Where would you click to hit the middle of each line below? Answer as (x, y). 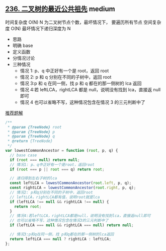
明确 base (23, 45)
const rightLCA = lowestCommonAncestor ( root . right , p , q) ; (73, 188)
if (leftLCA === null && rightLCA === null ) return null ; (72, 225)
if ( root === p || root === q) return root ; (57, 169)
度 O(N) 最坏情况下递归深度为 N (38, 28)
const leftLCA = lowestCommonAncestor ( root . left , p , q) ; (71, 183)
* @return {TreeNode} (30, 141)
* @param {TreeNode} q (31, 137)
